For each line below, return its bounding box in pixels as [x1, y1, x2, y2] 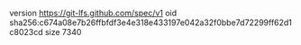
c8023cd [9, 27, 43, 37]
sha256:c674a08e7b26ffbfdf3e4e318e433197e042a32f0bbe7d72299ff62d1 [9, 17, 293, 28]
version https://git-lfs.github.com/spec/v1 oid [9, 8, 178, 18]
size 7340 [44, 27, 82, 37]
